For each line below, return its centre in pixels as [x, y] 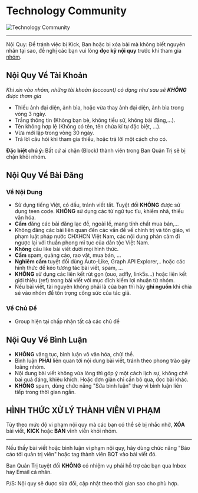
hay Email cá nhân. [29, 472]
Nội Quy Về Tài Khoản [47, 75]
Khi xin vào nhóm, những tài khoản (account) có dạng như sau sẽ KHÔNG [96, 89]
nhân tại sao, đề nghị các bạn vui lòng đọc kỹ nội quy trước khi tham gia [94, 50]
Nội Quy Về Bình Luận [47, 340]
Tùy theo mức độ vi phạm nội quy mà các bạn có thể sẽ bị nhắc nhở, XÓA [95, 425]
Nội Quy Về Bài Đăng [45, 175]
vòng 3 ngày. [30, 114]
